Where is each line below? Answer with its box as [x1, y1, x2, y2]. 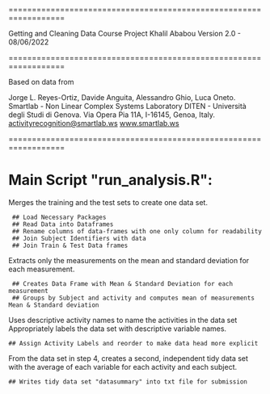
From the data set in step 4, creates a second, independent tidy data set [8, 353, 249, 363]
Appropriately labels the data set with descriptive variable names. [8, 324, 227, 333]
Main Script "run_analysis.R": [8, 171, 213, 190]
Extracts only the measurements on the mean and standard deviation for [8, 255, 250, 265]
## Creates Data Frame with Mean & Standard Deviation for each [11, 279, 233, 287]
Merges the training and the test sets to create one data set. [8, 197, 209, 207]
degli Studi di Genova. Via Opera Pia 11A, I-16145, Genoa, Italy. [8, 110, 216, 119]
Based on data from [8, 78, 74, 86]
